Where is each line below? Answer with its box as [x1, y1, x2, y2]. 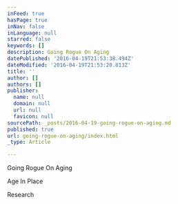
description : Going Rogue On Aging [7, 49, 110, 56]
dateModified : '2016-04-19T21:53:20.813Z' [7, 62, 131, 68]
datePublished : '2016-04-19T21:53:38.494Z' [7, 55, 135, 62]
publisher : [7, 87, 39, 94]
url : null [13, 106, 41, 113]
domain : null [13, 100, 51, 107]
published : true [7, 126, 54, 133]
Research [7, 191, 34, 199]
